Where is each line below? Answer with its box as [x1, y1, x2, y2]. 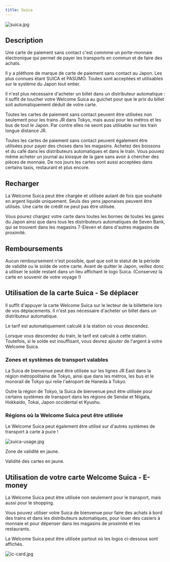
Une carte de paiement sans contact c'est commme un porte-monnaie [5, 49, 153, 56]
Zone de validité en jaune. [5, 448, 59, 455]
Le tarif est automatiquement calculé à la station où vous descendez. [5, 323, 150, 329]
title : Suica [5, 7, 33, 13]
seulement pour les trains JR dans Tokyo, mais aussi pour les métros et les [5, 117, 161, 123]
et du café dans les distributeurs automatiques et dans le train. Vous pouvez [5, 148, 164, 154]
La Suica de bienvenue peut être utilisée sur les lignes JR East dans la [5, 368, 151, 374]
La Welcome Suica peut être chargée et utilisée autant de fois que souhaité [5, 193, 162, 199]
